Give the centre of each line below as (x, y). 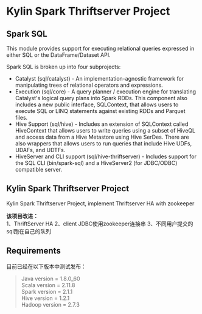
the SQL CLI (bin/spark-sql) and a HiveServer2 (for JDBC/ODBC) (96, 163)
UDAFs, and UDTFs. (40, 150)
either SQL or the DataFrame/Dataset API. (58, 55)
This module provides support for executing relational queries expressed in (100, 48)
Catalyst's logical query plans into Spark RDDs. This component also (101, 98)
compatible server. (39, 170)
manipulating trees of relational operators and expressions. (89, 85)
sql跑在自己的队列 (29, 231)
